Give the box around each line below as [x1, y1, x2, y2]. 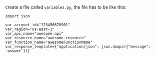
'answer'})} [5, 49, 30, 54]
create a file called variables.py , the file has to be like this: [5, 4, 126, 10]
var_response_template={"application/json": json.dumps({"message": [5, 44, 151, 49]
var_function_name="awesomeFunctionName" [5, 40, 93, 45]
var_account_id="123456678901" [5, 22, 70, 27]
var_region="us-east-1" [5, 27, 55, 32]
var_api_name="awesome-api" [5, 31, 64, 36]
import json [5, 14, 30, 19]
